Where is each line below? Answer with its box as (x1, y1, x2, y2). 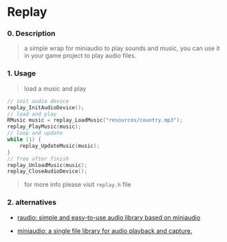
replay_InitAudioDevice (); (7, 104, 85, 111)
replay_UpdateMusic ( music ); (19, 142, 100, 149)
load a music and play (23, 84, 87, 93)
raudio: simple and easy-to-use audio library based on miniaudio (17, 213, 201, 221)
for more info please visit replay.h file (23, 180, 132, 189)
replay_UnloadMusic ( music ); (7, 162, 88, 168)
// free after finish (7, 155, 69, 162)
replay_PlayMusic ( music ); (7, 123, 81, 131)
